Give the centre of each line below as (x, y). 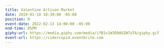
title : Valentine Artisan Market (40, 10)
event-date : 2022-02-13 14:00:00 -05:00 (48, 24)
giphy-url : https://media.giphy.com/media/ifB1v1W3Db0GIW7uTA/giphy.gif (82, 33)
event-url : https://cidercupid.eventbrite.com (54, 38)
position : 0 (17, 19)
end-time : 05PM (21, 28)
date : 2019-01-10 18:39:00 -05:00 (41, 14)
